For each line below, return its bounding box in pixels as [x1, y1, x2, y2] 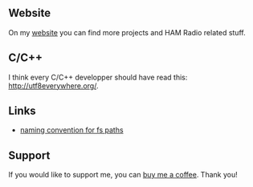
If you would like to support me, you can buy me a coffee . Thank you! [8, 170, 239, 180]
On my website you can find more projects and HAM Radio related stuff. [8, 27, 247, 37]
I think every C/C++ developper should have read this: [8, 72, 188, 82]
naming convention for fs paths [19, 125, 124, 135]
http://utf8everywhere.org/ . [8, 80, 99, 91]
